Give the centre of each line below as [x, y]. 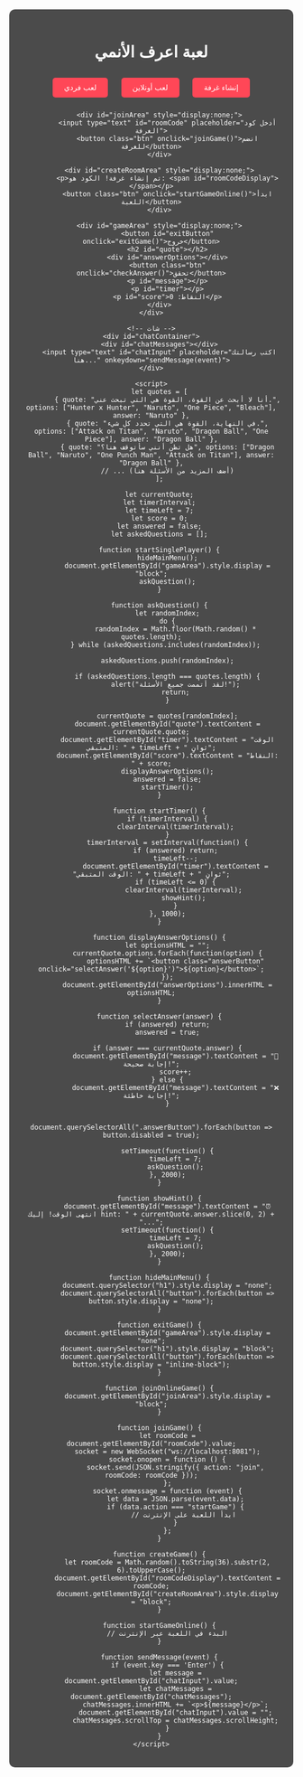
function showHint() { [159, 1199]
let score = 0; [160, 518]
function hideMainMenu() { [159, 1277]
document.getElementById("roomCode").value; [151, 1443]
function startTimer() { [159, 811]
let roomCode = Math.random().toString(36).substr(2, [168, 1562]
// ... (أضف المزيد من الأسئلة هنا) [167, 471]
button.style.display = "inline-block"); [151, 1364]
